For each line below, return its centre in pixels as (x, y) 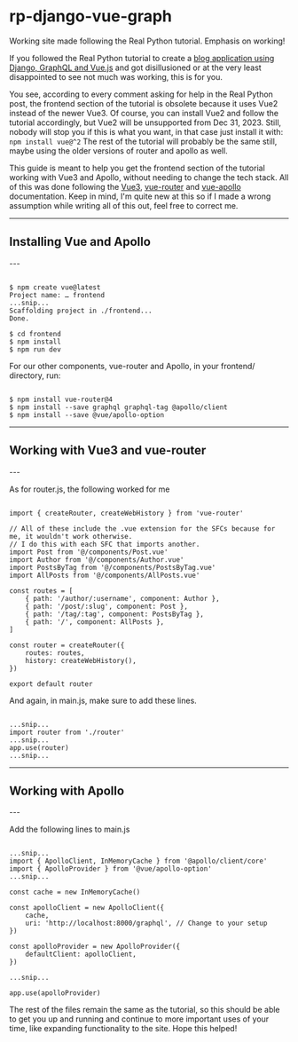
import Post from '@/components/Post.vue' (89, 552)
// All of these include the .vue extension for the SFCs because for (142, 529)
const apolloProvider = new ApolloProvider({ (94, 947)
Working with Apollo (67, 790)
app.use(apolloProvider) (55, 993)
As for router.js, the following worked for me (90, 489)
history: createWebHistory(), (81, 660)
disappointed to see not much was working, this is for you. (116, 76)
